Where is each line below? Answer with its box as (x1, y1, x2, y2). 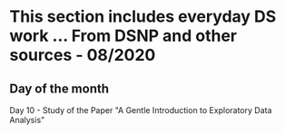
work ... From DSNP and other (9, 25, 238, 46)
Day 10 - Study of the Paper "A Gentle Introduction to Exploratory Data (9, 105, 272, 115)
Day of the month (9, 81, 110, 96)
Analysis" (9, 115, 45, 125)
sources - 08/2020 (9, 45, 156, 65)
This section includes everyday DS (9, 6, 277, 27)
